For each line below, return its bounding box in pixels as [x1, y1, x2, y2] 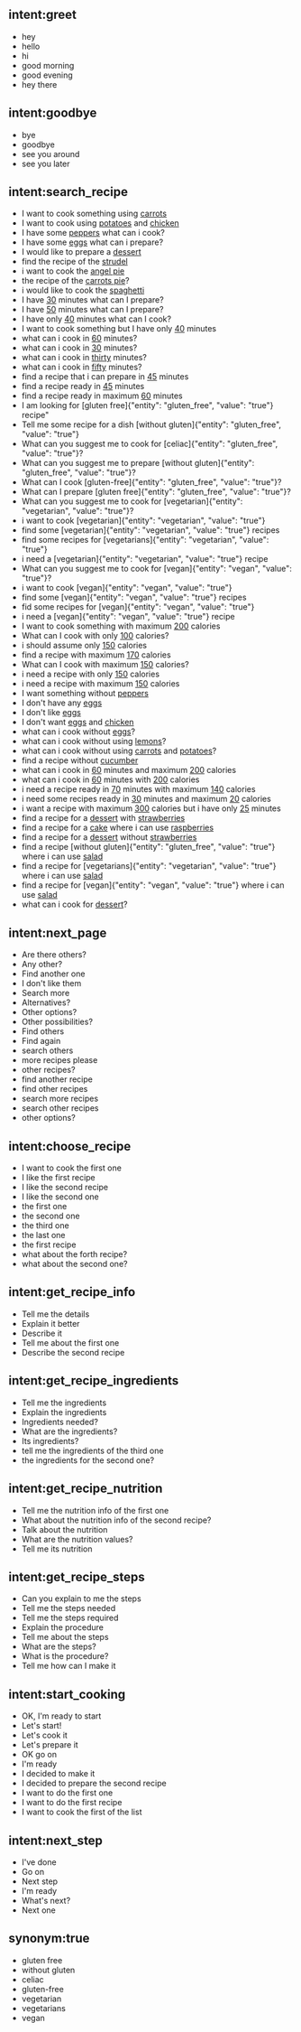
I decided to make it [21, 1768, 96, 1779]
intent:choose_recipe [8, 1138, 132, 1154]
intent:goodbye [8, 106, 97, 121]
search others [21, 1045, 74, 1056]
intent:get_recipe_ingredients [8, 1373, 179, 1389]
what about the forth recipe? [21, 1249, 128, 1260]
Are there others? [21, 949, 87, 960]
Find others [21, 1026, 65, 1037]
